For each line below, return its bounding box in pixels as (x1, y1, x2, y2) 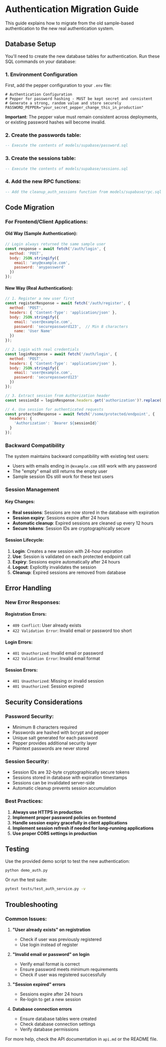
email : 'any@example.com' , (14, 260, 70, 265)
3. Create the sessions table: (5, 155, 76, 162)
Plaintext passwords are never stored (12, 745, 89, 751)
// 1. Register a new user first (5, 296, 75, 301)
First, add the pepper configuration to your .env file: (5, 82, 112, 88)
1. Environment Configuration (5, 71, 78, 78)
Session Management (5, 486, 59, 493)
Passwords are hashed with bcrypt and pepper (12, 729, 109, 735)
